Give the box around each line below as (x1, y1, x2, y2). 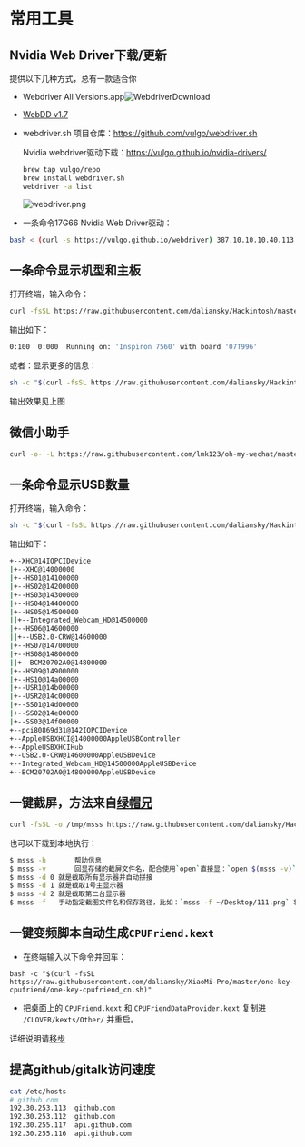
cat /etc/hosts (9, 1087, 67, 1096)
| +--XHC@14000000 (9, 565, 75, 574)
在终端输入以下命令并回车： (22, 951, 127, 962)
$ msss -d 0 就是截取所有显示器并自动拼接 (9, 873, 153, 882)
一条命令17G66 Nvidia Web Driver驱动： (22, 217, 172, 228)
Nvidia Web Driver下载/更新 (9, 47, 167, 63)
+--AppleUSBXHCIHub (9, 743, 84, 752)
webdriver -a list (22, 182, 93, 191)
